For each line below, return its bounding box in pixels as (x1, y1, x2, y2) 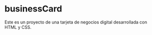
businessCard (4, 3, 63, 14)
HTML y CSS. (4, 24, 32, 30)
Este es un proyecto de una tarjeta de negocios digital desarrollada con (4, 19, 148, 25)
